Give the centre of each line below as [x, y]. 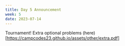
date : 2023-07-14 [23, 19]
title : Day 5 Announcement [33, 10]
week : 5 [13, 14]
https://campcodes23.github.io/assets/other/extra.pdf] [63, 38]
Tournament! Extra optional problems [43, 33]
